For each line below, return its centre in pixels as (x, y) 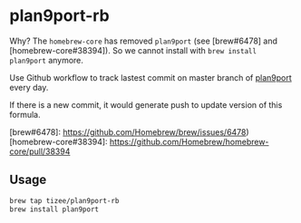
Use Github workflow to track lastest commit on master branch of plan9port (150, 77)
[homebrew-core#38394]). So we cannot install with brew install (133, 50)
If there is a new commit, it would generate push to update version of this (146, 104)
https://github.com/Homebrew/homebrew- (189, 141)
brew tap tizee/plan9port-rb (64, 200)
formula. (25, 114)
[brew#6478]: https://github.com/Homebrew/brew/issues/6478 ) (129, 131)
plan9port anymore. (47, 60)
